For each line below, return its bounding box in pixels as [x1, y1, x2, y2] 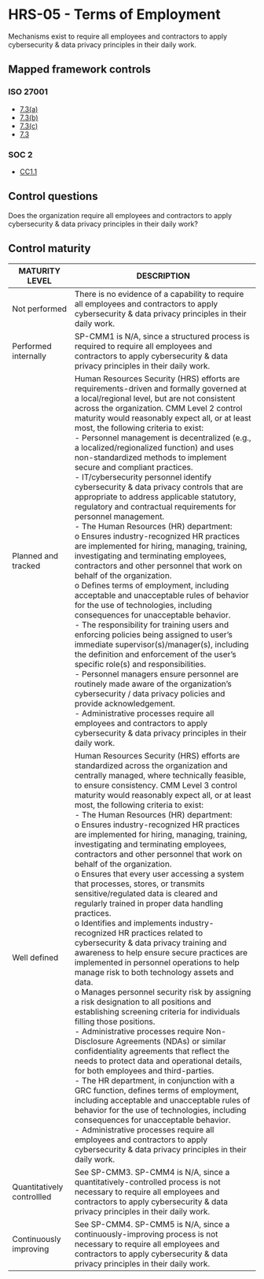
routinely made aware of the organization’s [74, 678, 232, 689]
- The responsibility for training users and [74, 619, 229, 630]
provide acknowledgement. [74, 698, 175, 709]
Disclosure [74, 1036, 114, 1047]
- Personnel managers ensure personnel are [74, 668, 239, 679]
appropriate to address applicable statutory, [74, 491, 237, 502]
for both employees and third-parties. [74, 1065, 214, 1076]
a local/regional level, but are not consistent [74, 392, 236, 403]
